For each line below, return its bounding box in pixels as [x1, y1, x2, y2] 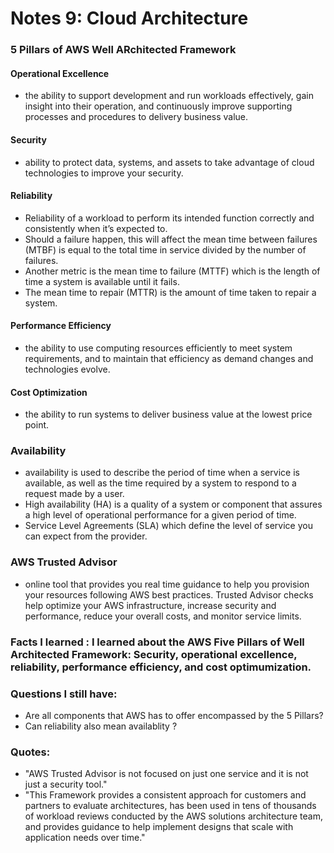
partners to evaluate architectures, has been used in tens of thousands [24, 800, 317, 812]
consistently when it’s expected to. [24, 222, 168, 234]
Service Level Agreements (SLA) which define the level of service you [24, 520, 313, 532]
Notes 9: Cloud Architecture [10, 7, 249, 30]
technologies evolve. [24, 363, 111, 375]
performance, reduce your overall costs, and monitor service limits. [24, 610, 302, 622]
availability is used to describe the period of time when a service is [24, 467, 300, 479]
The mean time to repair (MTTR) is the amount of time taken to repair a [24, 286, 317, 298]
